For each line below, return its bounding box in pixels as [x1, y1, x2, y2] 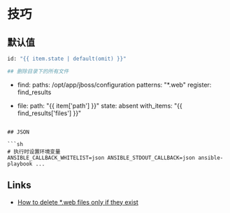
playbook [7, 160, 33, 168]
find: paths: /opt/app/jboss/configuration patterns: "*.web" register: [17, 80, 212, 89]
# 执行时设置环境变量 [7, 148, 61, 155]
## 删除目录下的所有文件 [7, 68, 69, 75]
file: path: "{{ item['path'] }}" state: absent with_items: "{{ [17, 101, 183, 110]
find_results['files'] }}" [17, 109, 82, 117]
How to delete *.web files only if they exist [17, 198, 138, 206]
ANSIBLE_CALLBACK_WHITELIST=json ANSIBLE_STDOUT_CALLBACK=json [7, 154, 196, 161]
